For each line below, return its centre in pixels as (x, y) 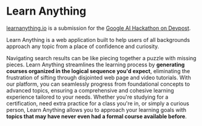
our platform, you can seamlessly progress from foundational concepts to (98, 84)
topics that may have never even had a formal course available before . (96, 116)
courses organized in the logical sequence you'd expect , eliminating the (98, 71)
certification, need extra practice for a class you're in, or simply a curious (98, 103)
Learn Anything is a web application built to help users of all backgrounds (98, 40)
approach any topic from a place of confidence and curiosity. (83, 46)
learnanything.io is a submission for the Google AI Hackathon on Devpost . (99, 28)
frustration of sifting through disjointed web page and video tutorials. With (99, 77)
